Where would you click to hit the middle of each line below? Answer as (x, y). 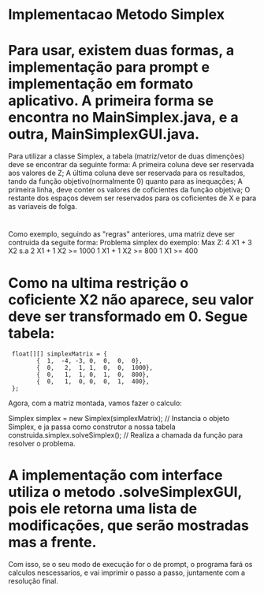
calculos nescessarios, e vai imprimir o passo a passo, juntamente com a (127, 572)
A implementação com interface (115, 476)
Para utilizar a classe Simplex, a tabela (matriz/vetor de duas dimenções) (126, 156)
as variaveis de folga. (43, 207)
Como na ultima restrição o (99, 283)
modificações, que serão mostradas (129, 526)
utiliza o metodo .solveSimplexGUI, (125, 492)
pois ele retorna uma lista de (103, 509)
